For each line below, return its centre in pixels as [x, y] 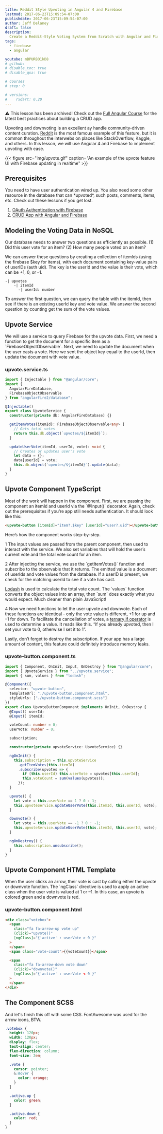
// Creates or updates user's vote [50, 451]
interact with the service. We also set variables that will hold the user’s [75, 549]
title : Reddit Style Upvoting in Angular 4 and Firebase [64, 9]
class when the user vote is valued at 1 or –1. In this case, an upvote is [75, 892]
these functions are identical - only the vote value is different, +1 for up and [80, 614]
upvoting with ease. [25, 149]
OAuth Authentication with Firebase [48, 210]
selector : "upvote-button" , [38, 689]
